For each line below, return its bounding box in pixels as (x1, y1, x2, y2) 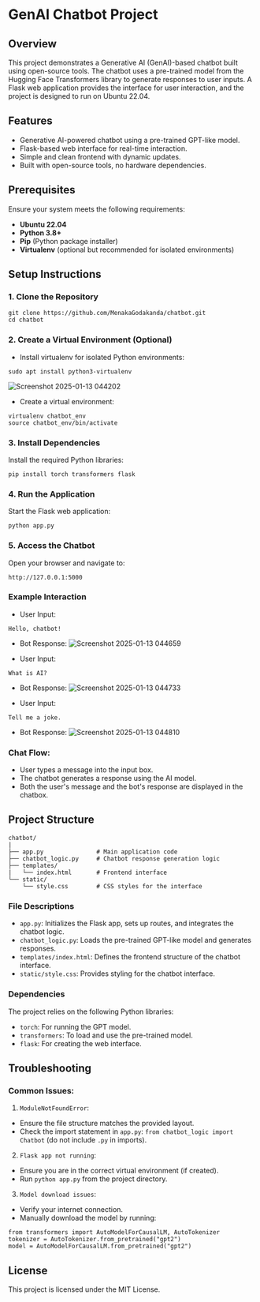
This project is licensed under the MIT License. (8, 1285, 161, 1294)
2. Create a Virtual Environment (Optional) (8, 334, 173, 345)
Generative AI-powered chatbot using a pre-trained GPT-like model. (19, 135, 240, 144)
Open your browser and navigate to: (8, 558, 125, 568)
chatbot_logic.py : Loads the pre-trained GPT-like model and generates (19, 936, 252, 945)
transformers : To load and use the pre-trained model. (19, 1030, 193, 1040)
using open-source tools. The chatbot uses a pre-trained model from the (8, 66, 244, 76)
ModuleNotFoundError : (19, 1103, 89, 1113)
